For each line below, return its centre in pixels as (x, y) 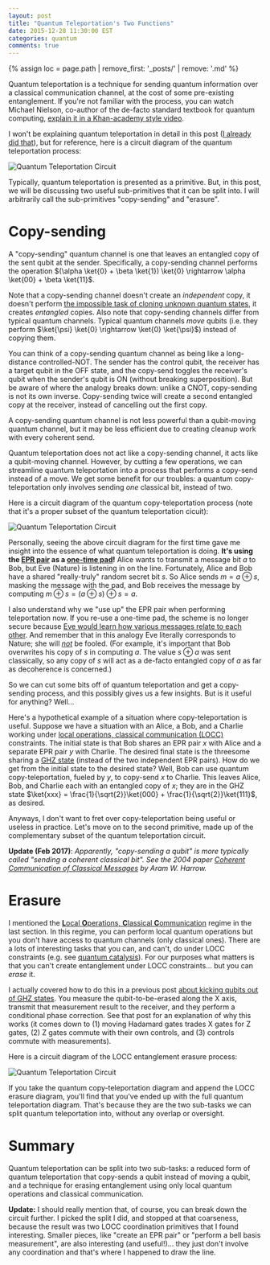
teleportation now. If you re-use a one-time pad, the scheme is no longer (129, 618)
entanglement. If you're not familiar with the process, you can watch (121, 101)
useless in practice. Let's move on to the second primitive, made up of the (131, 827)
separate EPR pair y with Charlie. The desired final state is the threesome (129, 752)
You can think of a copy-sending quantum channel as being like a (117, 354)
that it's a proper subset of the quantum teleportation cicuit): (108, 511)
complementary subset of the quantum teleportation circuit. (107, 836)
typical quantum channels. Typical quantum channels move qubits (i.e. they (133, 321)
